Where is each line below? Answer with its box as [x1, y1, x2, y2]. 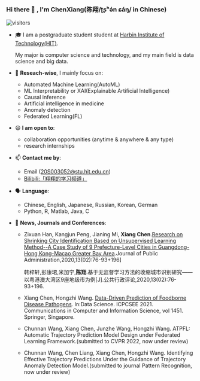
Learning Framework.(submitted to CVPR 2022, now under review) [23, 338, 189, 345]
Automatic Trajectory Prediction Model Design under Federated [23, 331, 181, 339]
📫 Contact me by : [14, 154, 61, 161]
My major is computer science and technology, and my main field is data [14, 51, 195, 59]
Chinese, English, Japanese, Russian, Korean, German [23, 202, 158, 209]
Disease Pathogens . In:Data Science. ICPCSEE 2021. [23, 301, 154, 308]
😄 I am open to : [14, 124, 55, 132]
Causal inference [23, 94, 66, 101]
